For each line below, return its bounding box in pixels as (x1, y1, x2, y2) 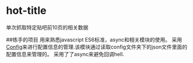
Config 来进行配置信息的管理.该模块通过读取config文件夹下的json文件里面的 (6, 43, 188, 50)
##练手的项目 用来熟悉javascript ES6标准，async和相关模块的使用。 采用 (6, 36, 182, 43)
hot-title (6, 4, 47, 17)
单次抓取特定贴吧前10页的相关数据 (6, 24, 89, 31)
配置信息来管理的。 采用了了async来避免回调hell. (6, 50, 125, 57)
